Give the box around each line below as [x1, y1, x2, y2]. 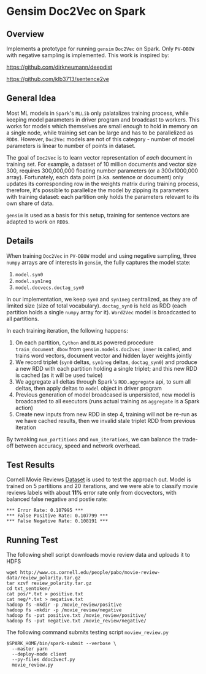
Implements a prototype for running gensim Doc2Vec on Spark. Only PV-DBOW [6, 45, 194, 52]
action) [15, 404, 34, 411]
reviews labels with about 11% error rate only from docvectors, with [6, 489, 177, 497]
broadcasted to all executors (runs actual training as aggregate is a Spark [15, 397, 200, 405]
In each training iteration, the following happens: [6, 327, 129, 334]
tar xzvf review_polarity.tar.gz [6, 580, 92, 587]
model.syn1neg [15, 278, 51, 284]
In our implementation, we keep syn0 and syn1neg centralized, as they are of [6, 295, 197, 303]
